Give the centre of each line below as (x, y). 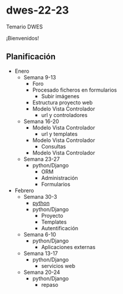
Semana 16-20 (41, 121)
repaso (50, 285)
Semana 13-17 (41, 253)
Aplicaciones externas (68, 247)
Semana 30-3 (40, 196)
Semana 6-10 (40, 234)
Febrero (24, 190)
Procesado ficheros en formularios (75, 90)
